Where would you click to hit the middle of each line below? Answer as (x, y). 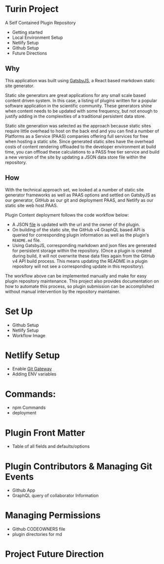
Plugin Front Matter (45, 433)
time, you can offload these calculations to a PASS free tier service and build (82, 152)
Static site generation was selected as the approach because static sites (78, 125)
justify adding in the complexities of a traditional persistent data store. (75, 116)
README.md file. (26, 240)
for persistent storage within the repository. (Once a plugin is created (82, 251)
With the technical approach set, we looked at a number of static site (74, 189)
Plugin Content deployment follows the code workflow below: (67, 215)
